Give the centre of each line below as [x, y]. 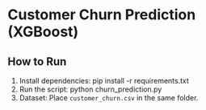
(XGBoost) [43, 32]
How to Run [37, 61]
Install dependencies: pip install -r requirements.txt [104, 81]
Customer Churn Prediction [102, 15]
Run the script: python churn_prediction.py [90, 89]
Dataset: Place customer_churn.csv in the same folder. [109, 98]
